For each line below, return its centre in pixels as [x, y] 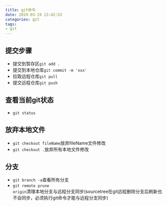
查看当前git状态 [30, 100]
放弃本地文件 [25, 130]
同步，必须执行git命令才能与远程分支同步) [65, 198]
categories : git [22, 19]
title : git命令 [20, 10]
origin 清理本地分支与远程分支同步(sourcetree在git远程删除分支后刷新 [85, 192]
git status [24, 113]
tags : [11, 24]
